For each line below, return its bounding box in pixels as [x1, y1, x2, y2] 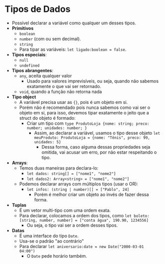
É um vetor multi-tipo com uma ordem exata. [19, 207, 111, 213]
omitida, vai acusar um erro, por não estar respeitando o [41, 149, 157, 155]
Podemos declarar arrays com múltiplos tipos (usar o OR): [19, 180, 139, 187]
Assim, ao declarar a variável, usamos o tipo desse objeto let [34, 130, 160, 136]
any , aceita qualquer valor [19, 73, 72, 79]
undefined [19, 63, 40, 68]
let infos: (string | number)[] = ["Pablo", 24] [26, 187, 130, 192]
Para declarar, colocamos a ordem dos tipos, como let [19, 212, 132, 218]
